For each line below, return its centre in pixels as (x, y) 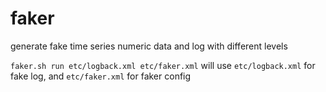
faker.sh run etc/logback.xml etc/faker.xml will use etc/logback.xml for (163, 65)
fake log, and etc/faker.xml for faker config (101, 76)
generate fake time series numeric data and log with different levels (149, 46)
